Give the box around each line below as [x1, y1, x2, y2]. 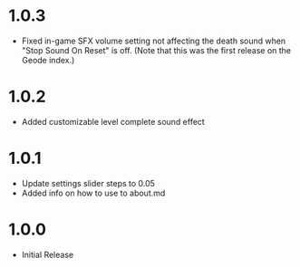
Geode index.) [21, 54, 75, 65]
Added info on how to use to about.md [21, 187, 166, 198]
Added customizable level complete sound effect [21, 116, 205, 127]
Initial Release [21, 249, 74, 260]
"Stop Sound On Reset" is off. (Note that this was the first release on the [21, 44, 292, 55]
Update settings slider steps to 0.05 [21, 177, 156, 188]
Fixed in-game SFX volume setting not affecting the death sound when [21, 35, 286, 46]
